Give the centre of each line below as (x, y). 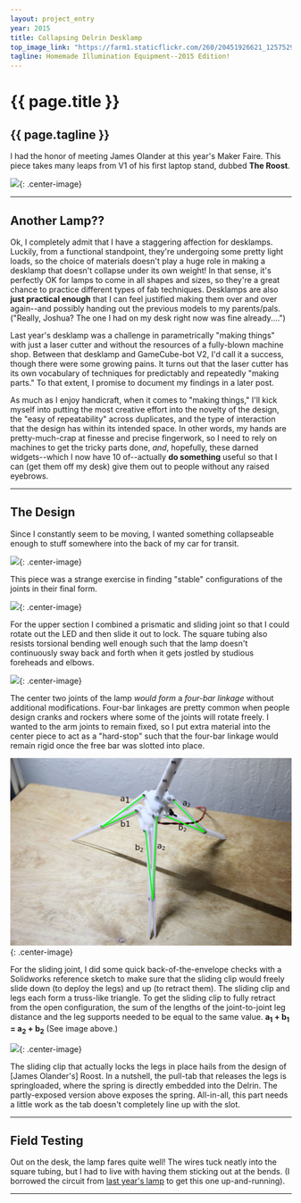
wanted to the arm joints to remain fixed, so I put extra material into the (140, 726)
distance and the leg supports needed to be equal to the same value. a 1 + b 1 (150, 1018)
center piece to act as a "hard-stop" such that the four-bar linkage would (144, 736)
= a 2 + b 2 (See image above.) (64, 1029)
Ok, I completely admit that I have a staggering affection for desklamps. (142, 242)
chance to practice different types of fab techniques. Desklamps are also (144, 289)
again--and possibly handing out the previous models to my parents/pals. (145, 308)
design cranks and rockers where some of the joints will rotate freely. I (139, 717)
